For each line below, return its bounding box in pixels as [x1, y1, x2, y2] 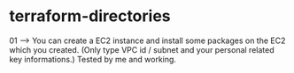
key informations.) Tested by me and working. [9, 54, 177, 64]
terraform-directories [9, 6, 171, 26]
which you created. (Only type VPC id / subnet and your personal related [9, 44, 275, 55]
